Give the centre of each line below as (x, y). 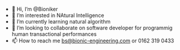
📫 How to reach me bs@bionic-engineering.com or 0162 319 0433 (93, 41)
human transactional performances (54, 34)
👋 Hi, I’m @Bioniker (35, 9)
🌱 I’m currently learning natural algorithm (61, 21)
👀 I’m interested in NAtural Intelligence (58, 15)
